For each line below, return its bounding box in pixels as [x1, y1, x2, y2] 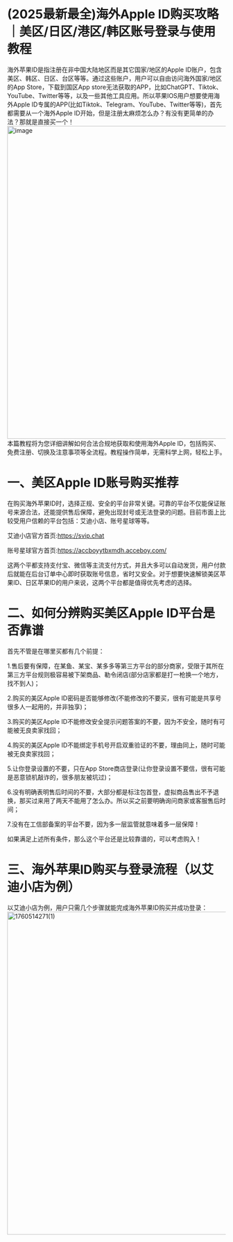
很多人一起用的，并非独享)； [7, 702, 89, 711]
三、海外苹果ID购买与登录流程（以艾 [7, 862, 214, 877]
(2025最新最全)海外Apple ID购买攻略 [7, 6, 219, 22]
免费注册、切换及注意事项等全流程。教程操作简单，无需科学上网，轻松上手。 [7, 448, 226, 456]
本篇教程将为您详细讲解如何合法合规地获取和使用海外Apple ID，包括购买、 [7, 439, 221, 447]
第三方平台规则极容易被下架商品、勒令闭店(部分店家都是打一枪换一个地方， [7, 670, 223, 679]
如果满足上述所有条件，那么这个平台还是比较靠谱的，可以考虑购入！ [7, 834, 202, 843]
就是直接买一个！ [25, 118, 74, 126]
